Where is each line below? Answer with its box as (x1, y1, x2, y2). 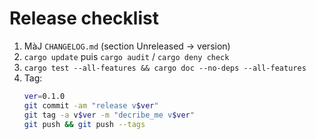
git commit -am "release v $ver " (23, 100, 159, 111)
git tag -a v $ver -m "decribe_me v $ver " (23, 110, 195, 120)
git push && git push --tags (23, 119, 146, 129)
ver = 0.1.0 (23, 91, 66, 101)
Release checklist (9, 7, 159, 30)
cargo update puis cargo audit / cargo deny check (23, 50, 230, 62)
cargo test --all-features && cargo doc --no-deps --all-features (23, 63, 307, 73)
